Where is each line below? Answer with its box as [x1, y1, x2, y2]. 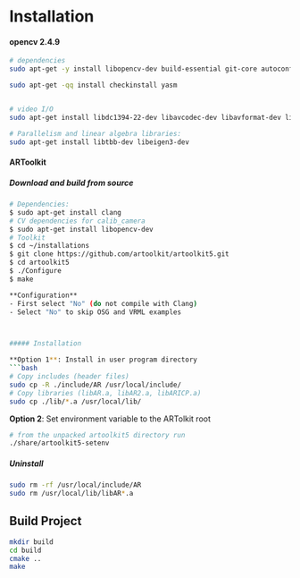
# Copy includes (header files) [9, 372, 129, 381]
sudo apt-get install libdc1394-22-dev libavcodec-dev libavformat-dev [9, 113, 281, 122]
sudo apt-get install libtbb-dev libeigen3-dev [9, 137, 190, 147]
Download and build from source [9, 177, 134, 188]
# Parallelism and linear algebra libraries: [9, 129, 181, 138]
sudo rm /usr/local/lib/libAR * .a [9, 489, 134, 498]
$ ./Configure [9, 267, 62, 276]
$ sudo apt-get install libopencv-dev [9, 225, 154, 234]
